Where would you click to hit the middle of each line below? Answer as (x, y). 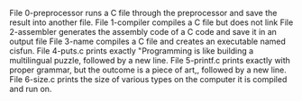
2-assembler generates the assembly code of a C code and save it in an (143, 32)
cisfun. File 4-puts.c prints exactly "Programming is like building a (132, 51)
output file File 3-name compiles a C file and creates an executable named (148, 41)
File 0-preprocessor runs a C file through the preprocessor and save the (143, 13)
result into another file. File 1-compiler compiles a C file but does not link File (151, 22)
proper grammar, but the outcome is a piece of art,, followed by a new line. (148, 70)
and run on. (31, 89)
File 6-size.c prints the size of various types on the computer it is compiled (148, 79)
